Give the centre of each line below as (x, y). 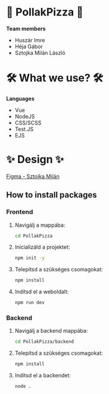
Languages (20, 98)
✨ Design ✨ (35, 160)
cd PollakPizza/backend (44, 342)
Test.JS (24, 129)
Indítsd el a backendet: (43, 376)
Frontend (20, 212)
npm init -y (29, 258)
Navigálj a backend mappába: (51, 331)
